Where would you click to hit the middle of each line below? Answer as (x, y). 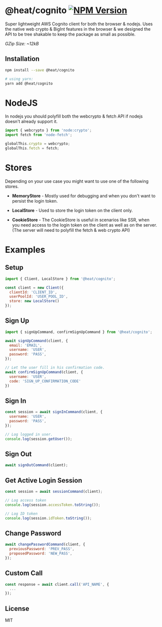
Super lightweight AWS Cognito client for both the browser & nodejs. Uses (79, 24)
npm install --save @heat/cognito (40, 70)
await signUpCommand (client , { (37, 341)
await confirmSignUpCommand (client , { (44, 372)
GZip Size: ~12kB (22, 43)
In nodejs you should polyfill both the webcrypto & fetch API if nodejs (74, 116)
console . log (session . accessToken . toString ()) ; (53, 505)
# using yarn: (19, 79)
